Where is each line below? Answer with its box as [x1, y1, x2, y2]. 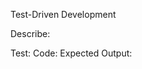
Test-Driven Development [10, 9, 117, 20]
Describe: [10, 28, 51, 39]
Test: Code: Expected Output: [10, 47, 133, 59]
